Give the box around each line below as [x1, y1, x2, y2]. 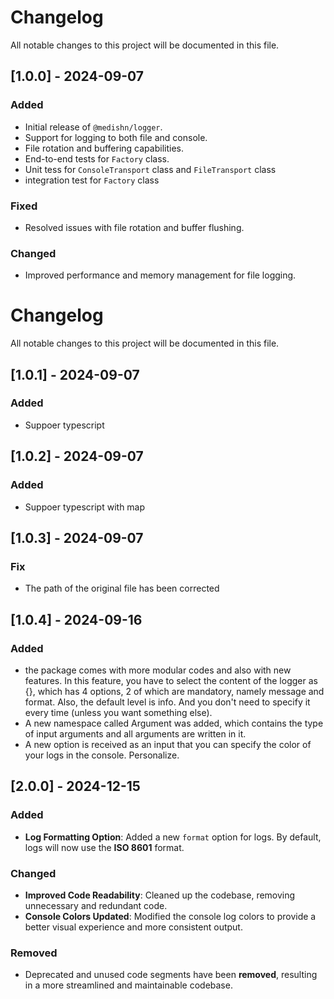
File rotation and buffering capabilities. [24, 142, 184, 154]
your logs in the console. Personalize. [24, 749, 180, 761]
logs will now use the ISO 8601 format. [24, 841, 185, 853]
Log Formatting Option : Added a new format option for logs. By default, [24, 831, 322, 843]
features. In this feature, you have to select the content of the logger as [24, 674, 318, 686]
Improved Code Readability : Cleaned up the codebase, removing [24, 889, 296, 901]
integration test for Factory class [24, 174, 160, 186]
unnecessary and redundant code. [24, 899, 168, 911]
